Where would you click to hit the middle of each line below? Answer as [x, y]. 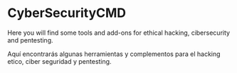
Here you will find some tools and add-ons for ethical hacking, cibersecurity [118, 33]
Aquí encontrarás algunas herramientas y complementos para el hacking [114, 54]
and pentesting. [30, 40]
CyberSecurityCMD [67, 13]
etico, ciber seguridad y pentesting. [59, 61]
